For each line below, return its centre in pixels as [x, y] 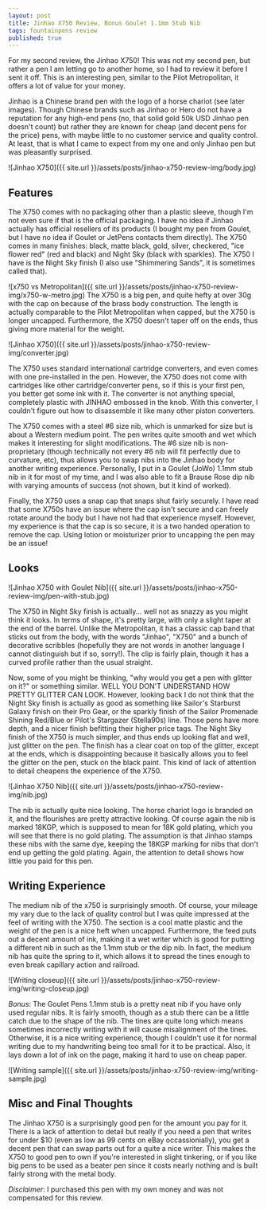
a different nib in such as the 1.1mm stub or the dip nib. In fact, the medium [130, 947]
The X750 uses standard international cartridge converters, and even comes [133, 368]
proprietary [27, 452]
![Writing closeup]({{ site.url [54, 980]
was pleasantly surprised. [50, 152]
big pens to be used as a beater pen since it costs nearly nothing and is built [133, 1165]
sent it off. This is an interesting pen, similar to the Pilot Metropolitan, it [124, 77]
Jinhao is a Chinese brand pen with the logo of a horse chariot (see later [126, 101]
